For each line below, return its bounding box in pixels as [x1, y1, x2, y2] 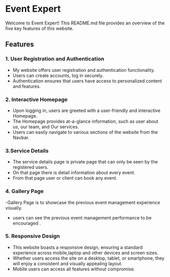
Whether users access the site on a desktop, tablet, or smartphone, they [12, 255, 164, 261]
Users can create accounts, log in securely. [12, 72, 104, 78]
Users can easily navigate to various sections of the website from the [12, 129, 158, 135]
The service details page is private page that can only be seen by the [12, 159, 158, 165]
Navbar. [12, 134, 30, 141]
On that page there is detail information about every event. [12, 170, 136, 176]
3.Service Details [5, 147, 49, 154]
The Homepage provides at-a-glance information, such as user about [12, 118, 159, 124]
